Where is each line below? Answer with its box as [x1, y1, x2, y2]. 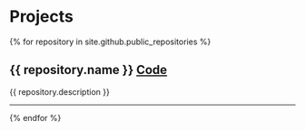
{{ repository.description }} [9, 86, 111, 97]
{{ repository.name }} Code [9, 62, 168, 78]
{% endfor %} [9, 112, 62, 123]
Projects [9, 6, 74, 27]
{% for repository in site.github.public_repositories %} [9, 36, 212, 47]
